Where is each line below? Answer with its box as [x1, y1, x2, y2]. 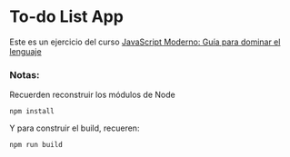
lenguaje [9, 45, 43, 56]
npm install [9, 107, 55, 116]
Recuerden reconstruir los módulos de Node [9, 89, 175, 101]
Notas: [9, 68, 40, 81]
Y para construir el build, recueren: [9, 123, 140, 133]
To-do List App [9, 6, 125, 27]
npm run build [9, 141, 64, 150]
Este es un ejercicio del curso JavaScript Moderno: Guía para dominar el [9, 36, 281, 47]
